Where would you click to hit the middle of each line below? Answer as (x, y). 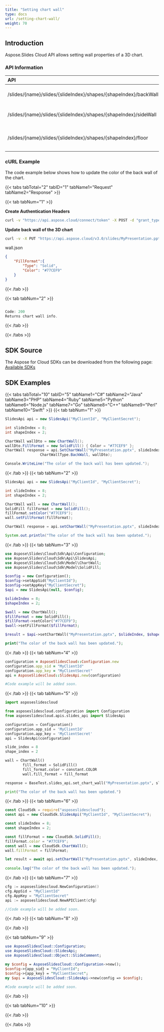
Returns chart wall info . (31, 316)
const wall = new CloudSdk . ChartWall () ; (47, 846)
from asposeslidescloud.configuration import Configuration (68, 711)
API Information (24, 67)
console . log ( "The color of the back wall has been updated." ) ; (71, 869)
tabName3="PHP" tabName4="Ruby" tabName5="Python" (64, 400)
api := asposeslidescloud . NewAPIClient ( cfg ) (51, 900)
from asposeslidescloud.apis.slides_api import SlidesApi (65, 716)
